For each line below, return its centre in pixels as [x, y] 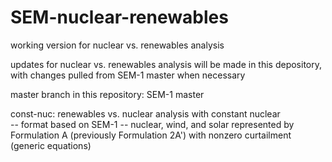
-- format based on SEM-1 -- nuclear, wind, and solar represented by [152, 124]
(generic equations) [51, 145]
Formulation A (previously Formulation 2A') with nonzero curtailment [151, 135]
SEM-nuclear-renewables [119, 17]
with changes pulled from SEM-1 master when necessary [128, 75]
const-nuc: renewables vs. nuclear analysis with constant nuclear [145, 113]
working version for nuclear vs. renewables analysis [117, 45]
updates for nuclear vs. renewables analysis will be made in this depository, [166, 64]
